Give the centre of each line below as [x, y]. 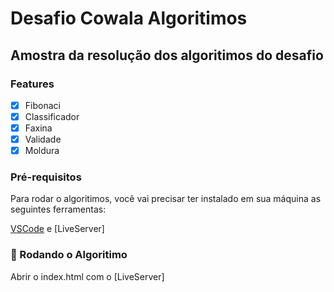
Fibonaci [42, 105]
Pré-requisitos [46, 177]
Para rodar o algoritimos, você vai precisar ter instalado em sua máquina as [166, 199]
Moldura [42, 151]
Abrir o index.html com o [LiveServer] [87, 276]
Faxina [38, 128]
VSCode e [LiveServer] [57, 229]
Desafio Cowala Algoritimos [129, 18]
